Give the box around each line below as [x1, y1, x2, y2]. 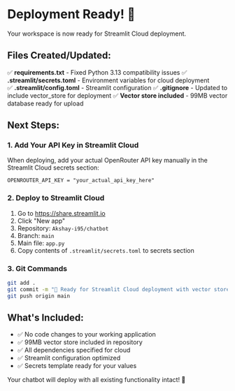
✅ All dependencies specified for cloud [17, 346, 131, 355]
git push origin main [7, 293, 71, 300]
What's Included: [7, 312, 84, 324]
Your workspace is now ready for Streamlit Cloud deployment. [7, 29, 187, 38]
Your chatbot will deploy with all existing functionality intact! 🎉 [7, 376, 186, 384]
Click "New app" [17, 216, 66, 225]
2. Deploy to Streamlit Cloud [7, 193, 105, 203]
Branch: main [17, 231, 55, 239]
